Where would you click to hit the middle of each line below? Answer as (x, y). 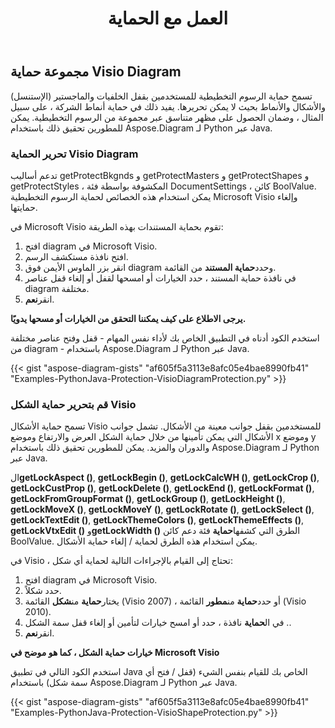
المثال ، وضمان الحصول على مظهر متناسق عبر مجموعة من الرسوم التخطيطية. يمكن (167, 117)
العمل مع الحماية (168, 18)
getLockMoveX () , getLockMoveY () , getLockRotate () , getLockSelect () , (162, 509)
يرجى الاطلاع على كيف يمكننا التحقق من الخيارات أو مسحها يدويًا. (128, 318)
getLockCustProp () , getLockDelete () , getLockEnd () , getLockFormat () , (162, 488)
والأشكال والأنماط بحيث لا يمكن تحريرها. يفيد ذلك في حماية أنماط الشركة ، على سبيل (168, 106)
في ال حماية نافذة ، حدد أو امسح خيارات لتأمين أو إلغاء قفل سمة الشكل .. (158, 623)
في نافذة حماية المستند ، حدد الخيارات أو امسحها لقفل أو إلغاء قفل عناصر (160, 278)
